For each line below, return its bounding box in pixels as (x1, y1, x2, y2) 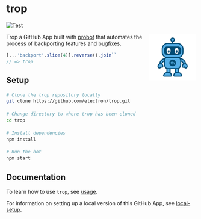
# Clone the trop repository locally (6, 92, 101, 98)
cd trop (6, 117, 26, 123)
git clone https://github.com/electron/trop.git (6, 98, 131, 104)
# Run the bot (6, 149, 42, 155)
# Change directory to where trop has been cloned (6, 111, 136, 117)
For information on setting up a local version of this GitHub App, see (6, 199, 175, 206)
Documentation (6, 172, 66, 182)
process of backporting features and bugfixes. (6, 40, 122, 47)
